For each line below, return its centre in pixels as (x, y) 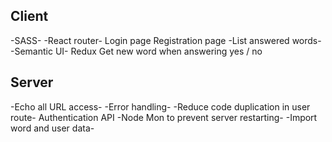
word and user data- (52, 128)
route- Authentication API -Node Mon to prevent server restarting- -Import (164, 117)
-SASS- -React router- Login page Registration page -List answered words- (166, 40)
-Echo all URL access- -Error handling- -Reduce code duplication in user (160, 106)
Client (29, 16)
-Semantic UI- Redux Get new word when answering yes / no (136, 51)
